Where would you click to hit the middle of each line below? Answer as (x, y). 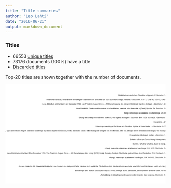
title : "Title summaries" (33, 11)
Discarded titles (29, 67)
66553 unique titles (33, 56)
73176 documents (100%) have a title (51, 61)
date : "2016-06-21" (26, 21)
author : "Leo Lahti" (27, 16)
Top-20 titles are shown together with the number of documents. (73, 77)
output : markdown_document (34, 27)
